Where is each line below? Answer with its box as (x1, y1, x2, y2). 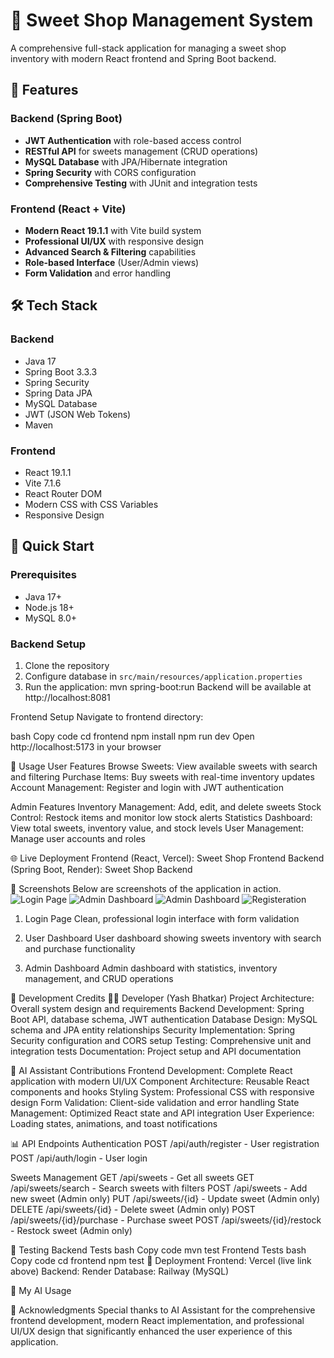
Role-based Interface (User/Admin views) (24, 256, 200, 268)
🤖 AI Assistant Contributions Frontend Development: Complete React (10, 1064, 293, 1076)
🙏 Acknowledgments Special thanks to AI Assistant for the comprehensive (10, 1304, 316, 1316)
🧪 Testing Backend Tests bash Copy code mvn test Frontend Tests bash (10, 1244, 307, 1256)
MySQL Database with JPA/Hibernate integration (24, 155, 228, 168)
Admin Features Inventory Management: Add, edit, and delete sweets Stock (10, 800, 322, 813)
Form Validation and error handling (24, 267, 172, 279)
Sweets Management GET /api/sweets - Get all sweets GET (10, 1171, 255, 1183)
